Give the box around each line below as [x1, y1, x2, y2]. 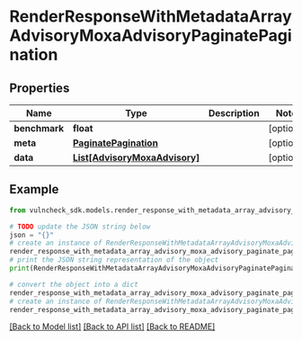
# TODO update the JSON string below [9, 222, 151, 231]
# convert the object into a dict [9, 280, 139, 289]
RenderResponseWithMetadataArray [9, 6, 292, 27]
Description [208, 107, 260, 119]
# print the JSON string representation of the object [9, 255, 219, 264]
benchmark [13, 122, 65, 134]
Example [9, 182, 59, 197]
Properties [9, 80, 70, 95]
